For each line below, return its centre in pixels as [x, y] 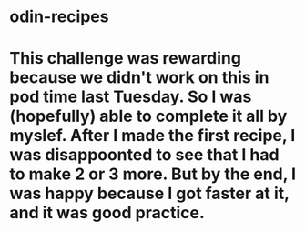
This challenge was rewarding [125, 59]
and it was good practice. [107, 213]
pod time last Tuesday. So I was [131, 97]
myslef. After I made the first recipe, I [152, 136]
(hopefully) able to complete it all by [148, 116]
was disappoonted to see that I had [144, 155]
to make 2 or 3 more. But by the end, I [153, 174]
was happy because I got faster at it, [149, 194]
